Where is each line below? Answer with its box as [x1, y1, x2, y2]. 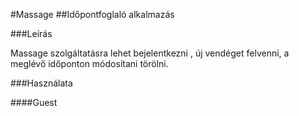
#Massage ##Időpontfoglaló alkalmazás [10, 9, 175, 20]
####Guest [10, 97, 58, 108]
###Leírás [10, 28, 53, 39]
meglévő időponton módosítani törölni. [10, 58, 169, 69]
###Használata [10, 77, 73, 89]
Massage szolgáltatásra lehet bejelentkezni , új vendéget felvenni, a [10, 47, 290, 59]
